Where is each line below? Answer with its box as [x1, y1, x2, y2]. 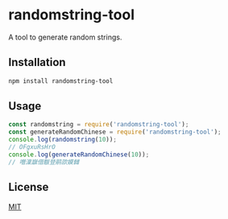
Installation [8, 56, 66, 69]
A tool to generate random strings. [8, 32, 122, 42]
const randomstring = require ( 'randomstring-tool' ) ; [8, 121, 189, 129]
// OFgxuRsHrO [8, 143, 56, 151]
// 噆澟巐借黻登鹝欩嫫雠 [8, 158, 80, 166]
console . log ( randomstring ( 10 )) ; [8, 135, 117, 144]
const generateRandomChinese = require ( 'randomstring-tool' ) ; [8, 128, 222, 136]
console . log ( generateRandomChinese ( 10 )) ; [8, 151, 150, 159]
